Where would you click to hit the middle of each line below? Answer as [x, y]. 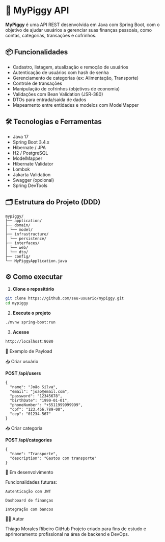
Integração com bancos [29, 509]
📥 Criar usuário [22, 361]
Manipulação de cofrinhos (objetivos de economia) [66, 88]
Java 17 [21, 136]
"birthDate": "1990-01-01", [40, 400]
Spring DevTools [30, 185]
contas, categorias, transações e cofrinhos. [51, 35]
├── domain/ [18, 225]
